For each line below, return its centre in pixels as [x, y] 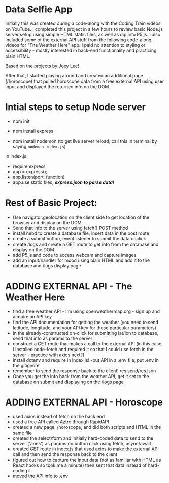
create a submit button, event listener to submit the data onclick [79, 238]
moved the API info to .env [40, 476]
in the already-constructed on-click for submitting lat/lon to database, [86, 333]
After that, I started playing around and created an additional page [74, 75]
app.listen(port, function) [39, 177]
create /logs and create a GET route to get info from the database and [86, 244]
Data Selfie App [39, 9]
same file [22, 433]
